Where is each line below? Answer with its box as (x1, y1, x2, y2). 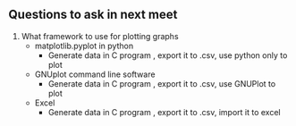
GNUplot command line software (34, 69, 156, 80)
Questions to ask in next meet (8, 7, 178, 22)
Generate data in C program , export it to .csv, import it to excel (47, 106, 281, 117)
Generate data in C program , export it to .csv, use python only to (47, 49, 288, 61)
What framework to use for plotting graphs (21, 30, 180, 41)
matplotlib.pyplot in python (34, 40, 134, 51)
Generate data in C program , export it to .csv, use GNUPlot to (47, 78, 276, 88)
